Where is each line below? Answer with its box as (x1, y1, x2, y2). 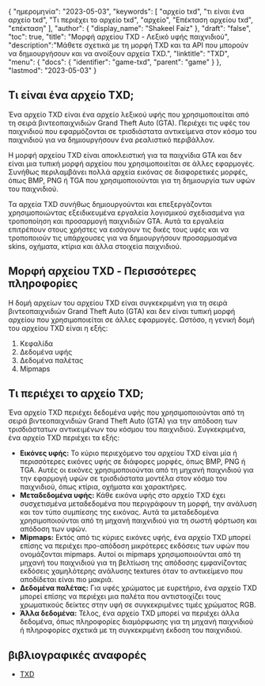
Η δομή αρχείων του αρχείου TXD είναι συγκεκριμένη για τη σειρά (8, 297, 228, 308)
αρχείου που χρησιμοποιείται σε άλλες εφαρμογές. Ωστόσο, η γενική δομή (8, 315, 255, 324)
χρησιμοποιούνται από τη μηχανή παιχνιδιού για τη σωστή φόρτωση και (19, 515, 257, 526)
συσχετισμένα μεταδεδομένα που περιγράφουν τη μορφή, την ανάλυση (19, 499, 257, 508)
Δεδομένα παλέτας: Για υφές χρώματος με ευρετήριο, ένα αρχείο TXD (19, 583, 257, 593)
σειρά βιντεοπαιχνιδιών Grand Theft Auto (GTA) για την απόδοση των (8, 416, 238, 426)
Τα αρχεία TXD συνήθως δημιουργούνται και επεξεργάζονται (8, 199, 212, 209)
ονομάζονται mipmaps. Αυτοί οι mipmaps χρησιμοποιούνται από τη (19, 550, 241, 559)
